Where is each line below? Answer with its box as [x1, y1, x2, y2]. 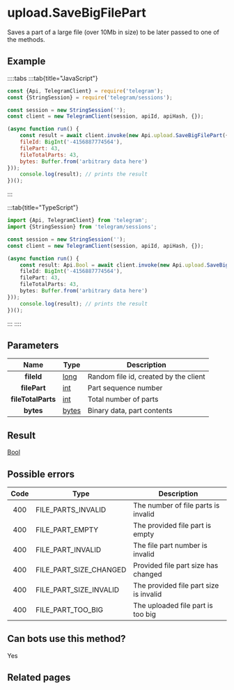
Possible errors [7, 468, 75, 480]
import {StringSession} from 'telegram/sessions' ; [7, 224, 157, 230]
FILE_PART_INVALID [36, 544, 102, 554]
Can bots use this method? [7, 633, 127, 645]
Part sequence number [87, 383, 163, 393]
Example [7, 56, 46, 68]
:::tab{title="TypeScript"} [7, 203, 79, 212]
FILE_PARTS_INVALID [36, 505, 107, 515]
